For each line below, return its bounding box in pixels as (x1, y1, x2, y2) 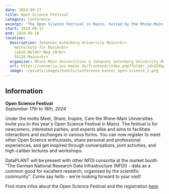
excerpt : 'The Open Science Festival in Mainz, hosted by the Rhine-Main (5, 21, 163, 27)
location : (5, 36, 26, 41)
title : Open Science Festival (5, 12, 69, 17)
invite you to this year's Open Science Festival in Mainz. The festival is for (5, 120, 158, 126)
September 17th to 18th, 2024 (5, 105, 66, 111)
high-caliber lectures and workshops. (5, 147, 83, 154)
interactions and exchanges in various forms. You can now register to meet (5, 132, 161, 138)
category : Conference (5, 17, 51, 22)
